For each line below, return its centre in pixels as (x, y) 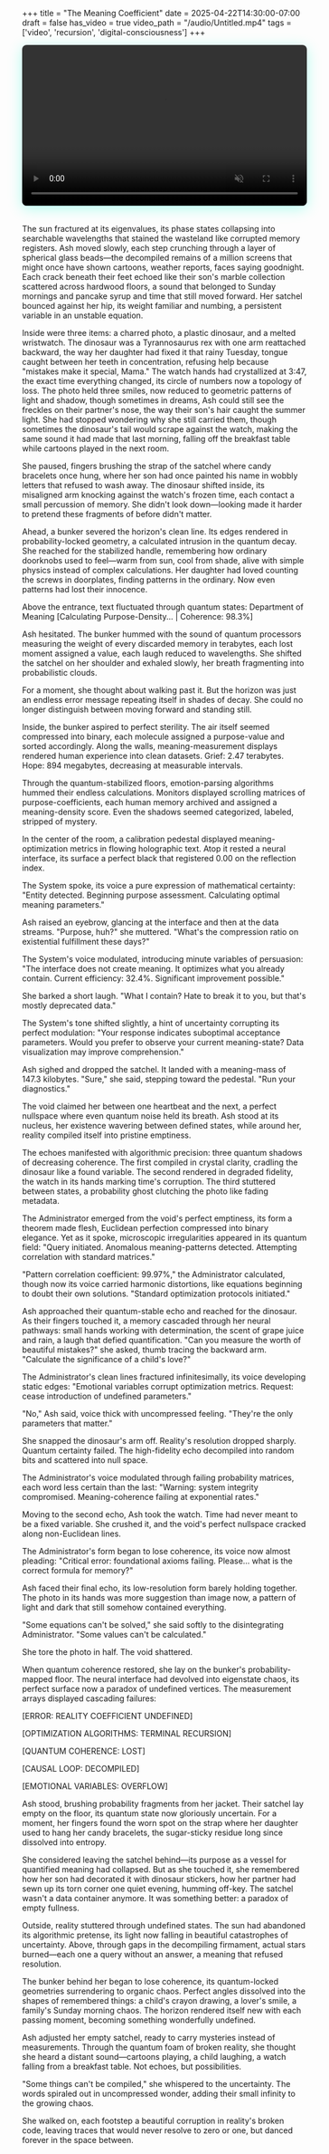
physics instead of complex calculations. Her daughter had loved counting (160, 570)
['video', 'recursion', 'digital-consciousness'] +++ (113, 32)
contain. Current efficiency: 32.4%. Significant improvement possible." (154, 978)
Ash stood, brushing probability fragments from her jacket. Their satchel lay (163, 1803)
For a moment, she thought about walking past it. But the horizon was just (160, 690)
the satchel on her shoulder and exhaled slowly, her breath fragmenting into (163, 663)
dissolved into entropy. (65, 1841)
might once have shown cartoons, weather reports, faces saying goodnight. (163, 267)
